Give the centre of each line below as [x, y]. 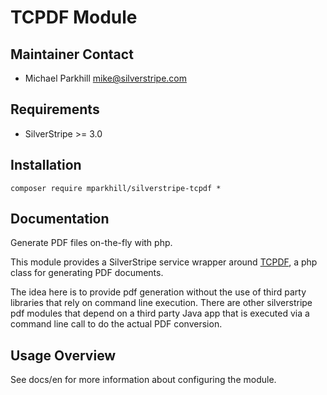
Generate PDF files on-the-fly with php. [91, 243]
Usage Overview [63, 355]
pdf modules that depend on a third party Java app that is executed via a [160, 313]
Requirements [55, 109]
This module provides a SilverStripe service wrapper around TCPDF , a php [164, 262]
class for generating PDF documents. [87, 273]
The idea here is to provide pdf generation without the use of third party [158, 292]
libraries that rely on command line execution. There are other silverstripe [161, 303]
